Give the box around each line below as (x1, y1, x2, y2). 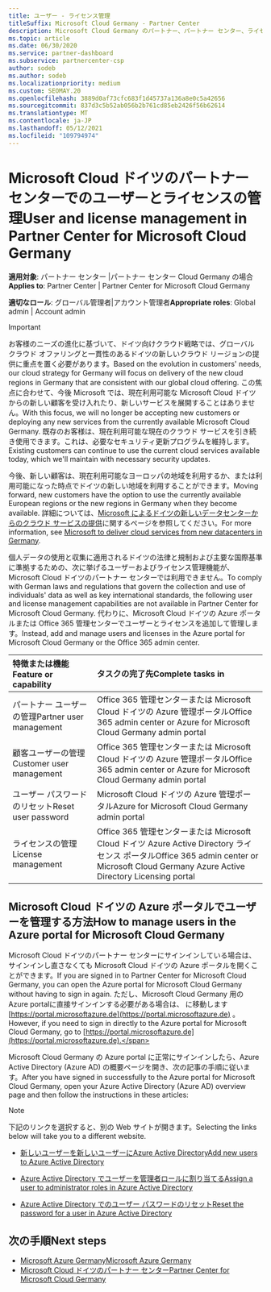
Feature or (12, 668, 54, 679)
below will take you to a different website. (8, 1132, 147, 1141)
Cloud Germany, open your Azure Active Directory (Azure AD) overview (8, 1082, 246, 1091)
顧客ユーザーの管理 (12, 747, 85, 758)
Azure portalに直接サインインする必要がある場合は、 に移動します (8, 999, 228, 1009)
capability (12, 679, 52, 690)
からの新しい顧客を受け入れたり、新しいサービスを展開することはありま (8, 397, 248, 407)
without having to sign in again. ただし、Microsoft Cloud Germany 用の (8, 989, 244, 999)
